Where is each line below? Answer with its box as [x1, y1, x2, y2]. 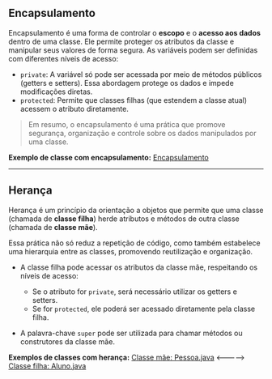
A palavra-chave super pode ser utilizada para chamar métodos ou [19, 328, 243, 338]
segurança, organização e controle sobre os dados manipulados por [28, 128, 257, 138]
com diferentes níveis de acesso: [8, 53, 119, 63]
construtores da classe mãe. [19, 336, 116, 347]
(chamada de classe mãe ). [8, 222, 99, 232]
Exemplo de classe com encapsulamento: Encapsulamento [8, 152, 209, 162]
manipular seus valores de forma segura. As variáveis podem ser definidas [8, 45, 258, 55]
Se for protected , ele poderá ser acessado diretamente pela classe [32, 304, 256, 313]
